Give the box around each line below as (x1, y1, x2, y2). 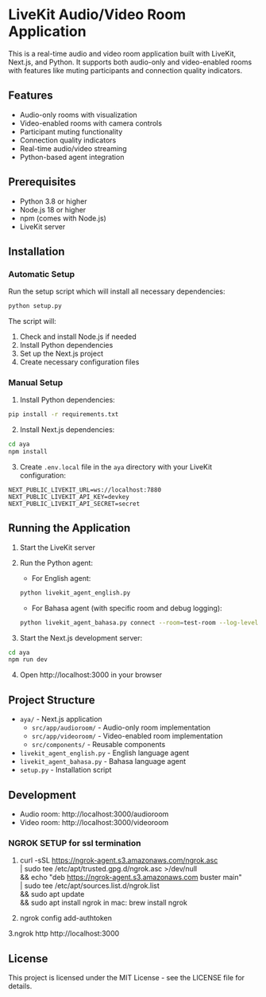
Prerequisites (8, 175, 76, 189)
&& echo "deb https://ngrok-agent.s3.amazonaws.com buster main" (19, 873, 242, 882)
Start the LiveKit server (19, 543, 95, 552)
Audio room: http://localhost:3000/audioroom (19, 809, 169, 819)
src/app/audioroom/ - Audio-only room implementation (31, 722, 211, 733)
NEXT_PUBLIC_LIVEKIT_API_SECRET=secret (8, 500, 141, 508)
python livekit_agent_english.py (19, 589, 131, 597)
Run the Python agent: (19, 558, 94, 567)
